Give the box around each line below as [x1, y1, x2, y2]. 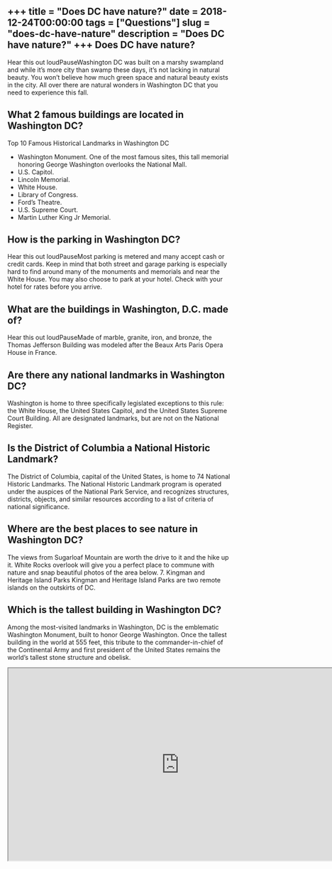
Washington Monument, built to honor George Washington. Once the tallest [7, 630, 227, 639]
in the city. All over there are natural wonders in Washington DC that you [7, 80, 218, 89]
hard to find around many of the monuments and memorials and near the [7, 267, 220, 276]
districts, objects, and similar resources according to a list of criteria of [7, 494, 214, 503]
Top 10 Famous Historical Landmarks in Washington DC [7, 139, 170, 147]
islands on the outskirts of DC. [7, 583, 96, 592]
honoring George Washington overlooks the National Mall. [17, 160, 187, 169]
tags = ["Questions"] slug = [85, 17, 211, 29]
